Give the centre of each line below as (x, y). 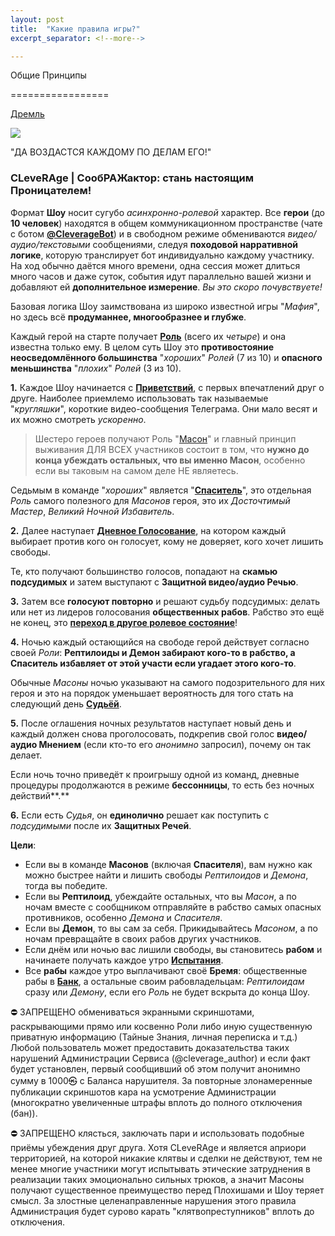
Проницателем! (51, 191)
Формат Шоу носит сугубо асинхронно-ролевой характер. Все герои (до (167, 212)
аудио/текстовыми (50, 244)
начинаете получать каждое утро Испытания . (124, 960)
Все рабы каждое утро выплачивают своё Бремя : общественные (166, 970)
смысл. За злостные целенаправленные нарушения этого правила (153, 1200)
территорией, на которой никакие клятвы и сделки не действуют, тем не (166, 1158)
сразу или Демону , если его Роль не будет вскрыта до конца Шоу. (167, 992)
